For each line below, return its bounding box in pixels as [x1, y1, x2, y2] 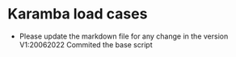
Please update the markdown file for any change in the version [19, 31, 229, 41]
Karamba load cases [7, 5, 148, 23]
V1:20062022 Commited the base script [19, 39, 153, 49]
